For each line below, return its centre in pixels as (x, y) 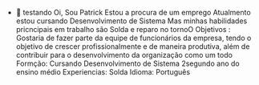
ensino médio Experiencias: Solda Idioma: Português (103, 72)
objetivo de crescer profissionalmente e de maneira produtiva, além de (133, 47)
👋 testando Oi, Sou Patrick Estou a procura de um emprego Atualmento (133, 12)
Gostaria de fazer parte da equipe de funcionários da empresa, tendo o (134, 38)
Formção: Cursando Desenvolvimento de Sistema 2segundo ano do (127, 63)
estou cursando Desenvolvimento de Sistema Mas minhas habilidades (132, 21)
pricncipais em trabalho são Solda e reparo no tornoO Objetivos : (123, 29)
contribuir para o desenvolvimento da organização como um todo (124, 55)
